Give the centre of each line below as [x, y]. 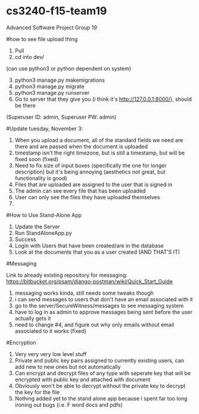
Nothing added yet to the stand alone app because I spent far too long [101, 398]
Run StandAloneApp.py [43, 233]
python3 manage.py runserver [52, 92]
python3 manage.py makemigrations [60, 80]
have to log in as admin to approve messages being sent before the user [103, 312]
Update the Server [38, 226]
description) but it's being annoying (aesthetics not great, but [90, 172]
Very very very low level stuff [51, 354]
